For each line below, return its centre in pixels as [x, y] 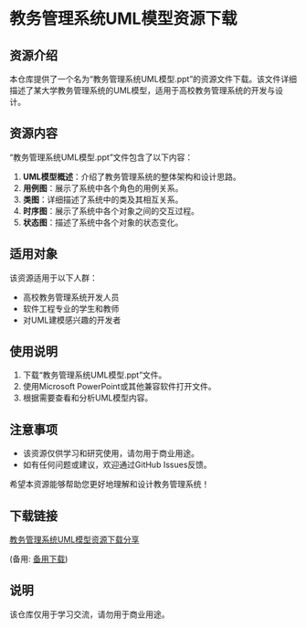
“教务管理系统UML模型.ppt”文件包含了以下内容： [101, 157]
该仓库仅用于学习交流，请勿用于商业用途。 [90, 614]
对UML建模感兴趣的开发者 [72, 320]
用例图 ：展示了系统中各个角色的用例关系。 [103, 187]
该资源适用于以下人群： [53, 277]
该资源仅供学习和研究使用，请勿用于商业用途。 [111, 453]
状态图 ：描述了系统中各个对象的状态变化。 [103, 222]
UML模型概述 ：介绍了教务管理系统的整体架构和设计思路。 [132, 176]
